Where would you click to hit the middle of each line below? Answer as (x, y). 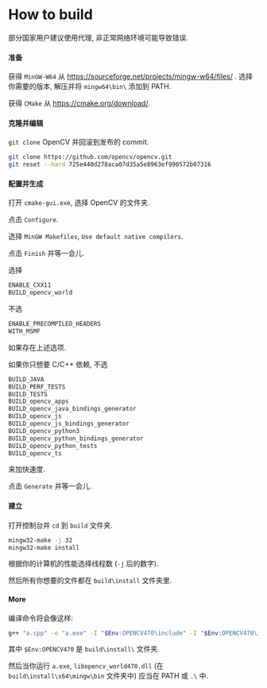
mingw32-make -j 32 (41, 540)
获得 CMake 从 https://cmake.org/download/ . (79, 103)
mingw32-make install (44, 547)
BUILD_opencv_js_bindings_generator (69, 424)
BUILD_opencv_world (41, 293)
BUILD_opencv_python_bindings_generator (76, 439)
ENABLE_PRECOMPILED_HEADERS (55, 324)
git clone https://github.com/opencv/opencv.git (90, 157)
